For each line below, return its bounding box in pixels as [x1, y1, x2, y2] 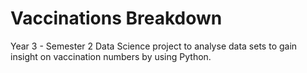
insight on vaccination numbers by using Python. [10, 50, 212, 62]
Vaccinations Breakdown [10, 7, 223, 30]
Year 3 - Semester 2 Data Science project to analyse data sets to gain [10, 40, 298, 52]
